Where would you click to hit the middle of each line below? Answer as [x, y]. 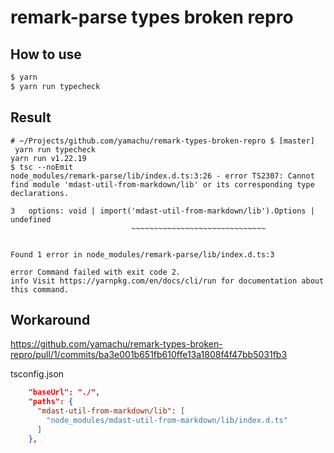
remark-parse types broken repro [152, 17]
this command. [40, 289]
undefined [31, 219]
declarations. [40, 193]
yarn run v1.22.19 [48, 158]
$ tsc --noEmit [42, 167]
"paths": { [51, 402]
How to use [46, 54]
